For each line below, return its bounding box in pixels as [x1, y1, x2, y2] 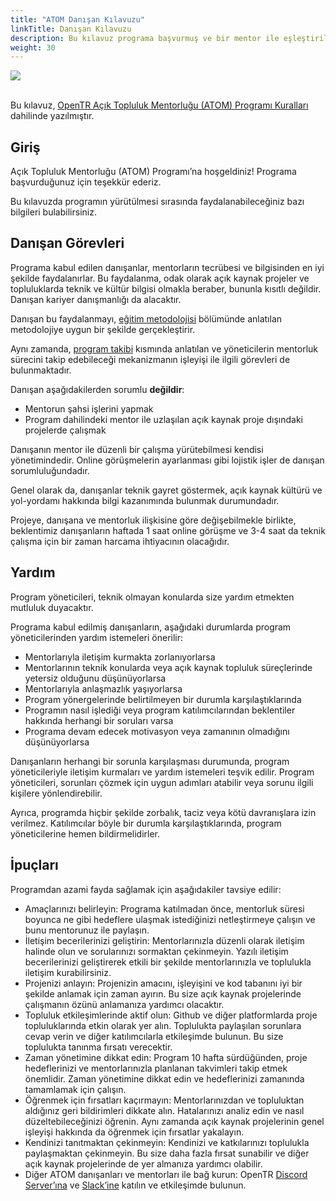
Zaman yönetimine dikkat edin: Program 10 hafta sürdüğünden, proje [24, 1051, 308, 1063]
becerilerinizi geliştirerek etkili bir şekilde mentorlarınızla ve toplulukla [24, 956, 312, 968]
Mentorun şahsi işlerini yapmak [24, 402, 154, 415]
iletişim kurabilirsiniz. [24, 966, 112, 978]
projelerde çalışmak [24, 424, 107, 436]
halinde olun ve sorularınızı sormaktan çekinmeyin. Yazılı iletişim [24, 945, 289, 957]
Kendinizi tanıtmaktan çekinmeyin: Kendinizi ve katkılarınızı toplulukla [24, 1136, 310, 1148]
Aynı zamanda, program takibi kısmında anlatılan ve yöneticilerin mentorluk [10, 342, 318, 355]
